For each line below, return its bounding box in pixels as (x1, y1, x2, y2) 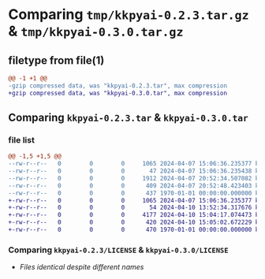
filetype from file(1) (8, 54, 105, 67)
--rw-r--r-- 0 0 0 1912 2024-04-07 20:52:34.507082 (8, 174, 252, 182)
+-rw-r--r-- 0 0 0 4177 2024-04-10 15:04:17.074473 (8, 211, 252, 219)
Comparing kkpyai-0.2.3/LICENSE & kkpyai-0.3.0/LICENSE (8, 244, 229, 255)
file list (8, 134, 35, 145)
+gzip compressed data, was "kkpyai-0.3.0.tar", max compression (8, 89, 227, 97)
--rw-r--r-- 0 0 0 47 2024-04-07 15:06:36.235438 (8, 167, 252, 175)
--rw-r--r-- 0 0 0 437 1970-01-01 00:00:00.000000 (8, 189, 252, 197)
